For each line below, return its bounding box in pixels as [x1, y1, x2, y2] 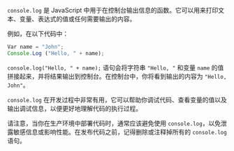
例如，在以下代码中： [7, 30, 68, 38]
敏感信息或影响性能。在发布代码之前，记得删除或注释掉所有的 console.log [13, 127, 227, 136]
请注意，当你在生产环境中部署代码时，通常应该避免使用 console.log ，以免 [7, 119, 221, 127]
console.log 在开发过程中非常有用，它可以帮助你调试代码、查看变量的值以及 [7, 95, 227, 104]
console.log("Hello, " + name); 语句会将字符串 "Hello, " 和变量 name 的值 [7, 63, 224, 72]
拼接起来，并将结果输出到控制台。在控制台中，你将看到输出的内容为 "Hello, [7, 72, 227, 80]
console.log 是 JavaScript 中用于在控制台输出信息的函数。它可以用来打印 [7, 6, 219, 14]
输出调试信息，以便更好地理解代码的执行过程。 [7, 104, 142, 113]
